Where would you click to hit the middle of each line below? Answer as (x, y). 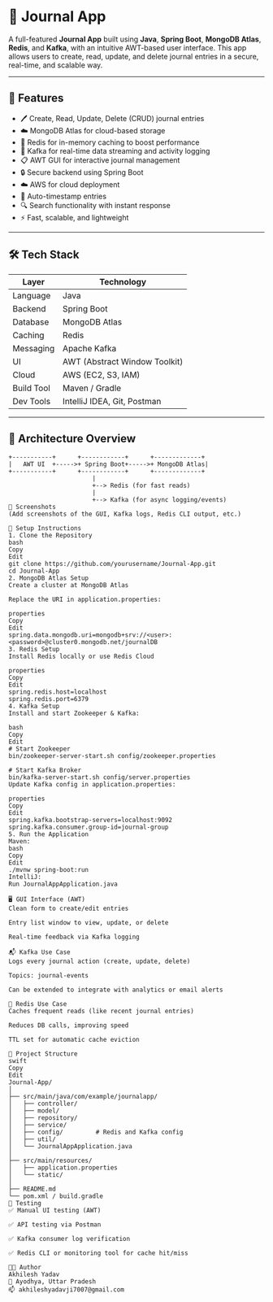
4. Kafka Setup (34, 707)
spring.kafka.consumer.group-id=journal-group (89, 827)
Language (32, 295)
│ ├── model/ (34, 1111)
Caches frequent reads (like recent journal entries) (102, 1012)
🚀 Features (36, 98)
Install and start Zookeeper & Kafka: (74, 714)
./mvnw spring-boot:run (49, 870)
